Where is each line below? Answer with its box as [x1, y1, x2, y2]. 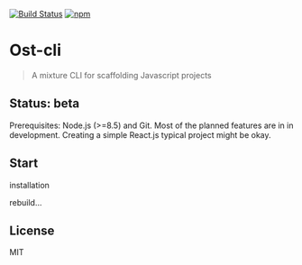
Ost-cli [9, 41, 61, 60]
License [9, 223, 55, 238]
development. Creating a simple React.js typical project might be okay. [9, 129, 272, 140]
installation [9, 179, 50, 190]
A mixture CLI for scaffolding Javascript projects [31, 69, 212, 80]
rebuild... [9, 196, 42, 207]
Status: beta [9, 96, 79, 112]
